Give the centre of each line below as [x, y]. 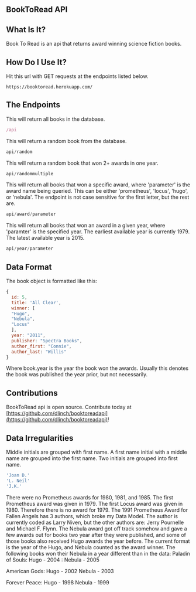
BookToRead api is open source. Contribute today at [69, 407]
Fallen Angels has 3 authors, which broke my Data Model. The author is [92, 516]
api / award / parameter [31, 214]
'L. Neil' [18, 481]
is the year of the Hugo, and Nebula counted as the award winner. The [91, 547]
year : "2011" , [28, 336]
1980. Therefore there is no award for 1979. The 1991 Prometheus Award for [97, 510]
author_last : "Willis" [39, 352]
